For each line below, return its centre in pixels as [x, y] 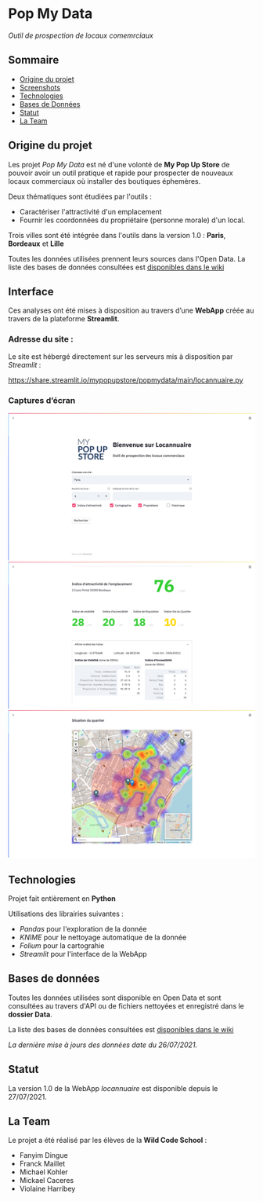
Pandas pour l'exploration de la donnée [83, 928]
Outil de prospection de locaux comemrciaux [81, 35]
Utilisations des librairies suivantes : [66, 914]
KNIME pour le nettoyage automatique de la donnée [103, 937]
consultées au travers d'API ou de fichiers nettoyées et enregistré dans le [126, 1005]
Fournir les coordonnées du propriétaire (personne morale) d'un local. [132, 220]
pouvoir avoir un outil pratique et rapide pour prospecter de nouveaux [121, 173]
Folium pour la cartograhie [62, 945]
